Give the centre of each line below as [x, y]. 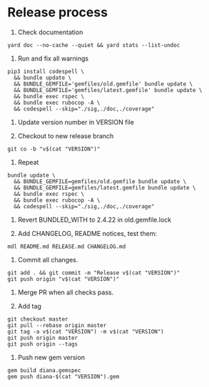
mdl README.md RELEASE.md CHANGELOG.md [67, 247]
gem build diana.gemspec [44, 370]
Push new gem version [51, 357]
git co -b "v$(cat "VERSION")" [54, 149]
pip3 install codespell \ [46, 71]
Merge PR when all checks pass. [66, 292]
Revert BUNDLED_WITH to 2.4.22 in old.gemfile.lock [95, 220]
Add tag [29, 306]
